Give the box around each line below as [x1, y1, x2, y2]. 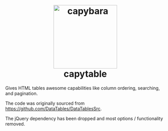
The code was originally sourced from [5, 100, 85, 106]
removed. [5, 121, 25, 127]
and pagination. [5, 90, 38, 96]
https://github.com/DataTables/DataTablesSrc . [5, 106, 102, 112]
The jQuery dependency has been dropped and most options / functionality [5, 115, 163, 121]
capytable [63, 68, 108, 80]
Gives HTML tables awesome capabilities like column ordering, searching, [5, 85, 160, 91]
